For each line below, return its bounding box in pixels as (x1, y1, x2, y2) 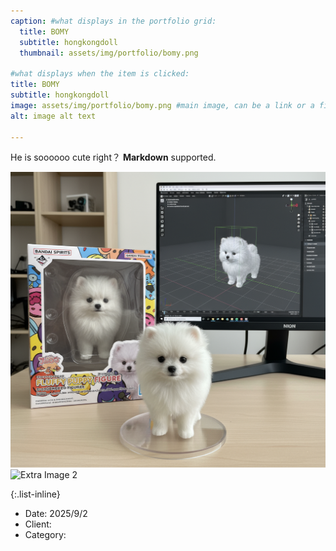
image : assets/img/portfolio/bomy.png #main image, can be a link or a (10, 100, 315, 110)
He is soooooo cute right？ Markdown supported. (10, 151, 217, 164)
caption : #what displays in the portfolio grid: (10, 16, 217, 26)
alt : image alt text (10, 111, 97, 121)
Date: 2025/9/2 (24, 508, 88, 520)
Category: (24, 529, 67, 541)
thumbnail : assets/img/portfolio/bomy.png (19, 48, 199, 58)
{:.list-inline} (10, 488, 61, 500)
